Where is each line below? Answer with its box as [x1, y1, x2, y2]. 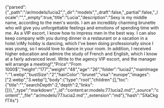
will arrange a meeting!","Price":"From [5, 61, 82, 67]
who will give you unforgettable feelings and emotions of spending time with [5, 25, 159, 31]
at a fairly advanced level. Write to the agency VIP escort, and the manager [5, 56, 157, 62]
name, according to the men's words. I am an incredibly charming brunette [5, 20, 156, 25]
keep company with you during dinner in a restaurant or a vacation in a [5, 35, 148, 41]
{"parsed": [5, 4, 27, 10]
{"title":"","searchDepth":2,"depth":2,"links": [5, 82, 94, 87]
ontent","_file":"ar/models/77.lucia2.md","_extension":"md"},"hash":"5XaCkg [5, 92, 158, 98]
